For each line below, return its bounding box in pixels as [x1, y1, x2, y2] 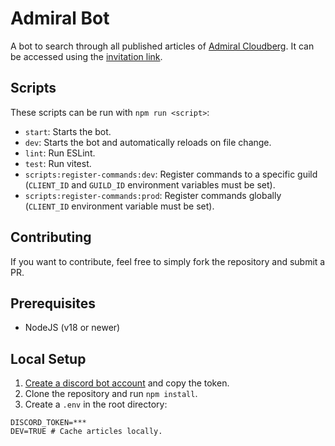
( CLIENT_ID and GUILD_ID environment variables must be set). [24, 178, 276, 191]
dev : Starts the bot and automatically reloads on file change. [24, 136, 272, 148]
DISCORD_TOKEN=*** [10, 418, 87, 428]
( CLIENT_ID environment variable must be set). [24, 200, 215, 212]
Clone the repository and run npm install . [24, 388, 198, 400]
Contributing [10, 229, 92, 246]
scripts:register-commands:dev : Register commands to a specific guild [24, 168, 318, 180]
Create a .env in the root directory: [24, 398, 168, 411]
